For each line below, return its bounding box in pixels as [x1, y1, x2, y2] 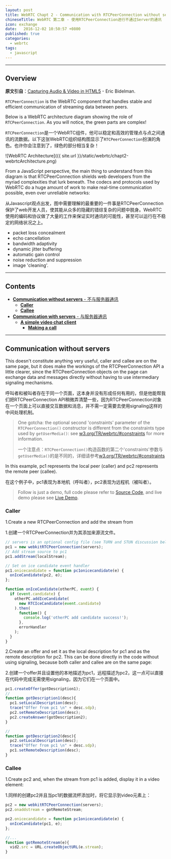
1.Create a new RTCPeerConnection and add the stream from [5, 519, 133, 525]
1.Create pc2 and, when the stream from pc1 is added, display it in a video [5, 776, 160, 782]
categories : [5, 36, 31, 41]
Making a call [27, 325, 57, 331]
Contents [5, 282, 36, 290]
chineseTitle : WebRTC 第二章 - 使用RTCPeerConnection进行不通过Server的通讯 [5, 17, 162, 22]
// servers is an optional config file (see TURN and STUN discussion [5, 540, 158, 545]
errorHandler [18, 625, 47, 630]
